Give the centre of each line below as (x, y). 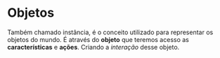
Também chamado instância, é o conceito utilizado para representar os (110, 32)
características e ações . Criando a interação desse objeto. (93, 47)
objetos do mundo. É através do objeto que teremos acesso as (98, 39)
